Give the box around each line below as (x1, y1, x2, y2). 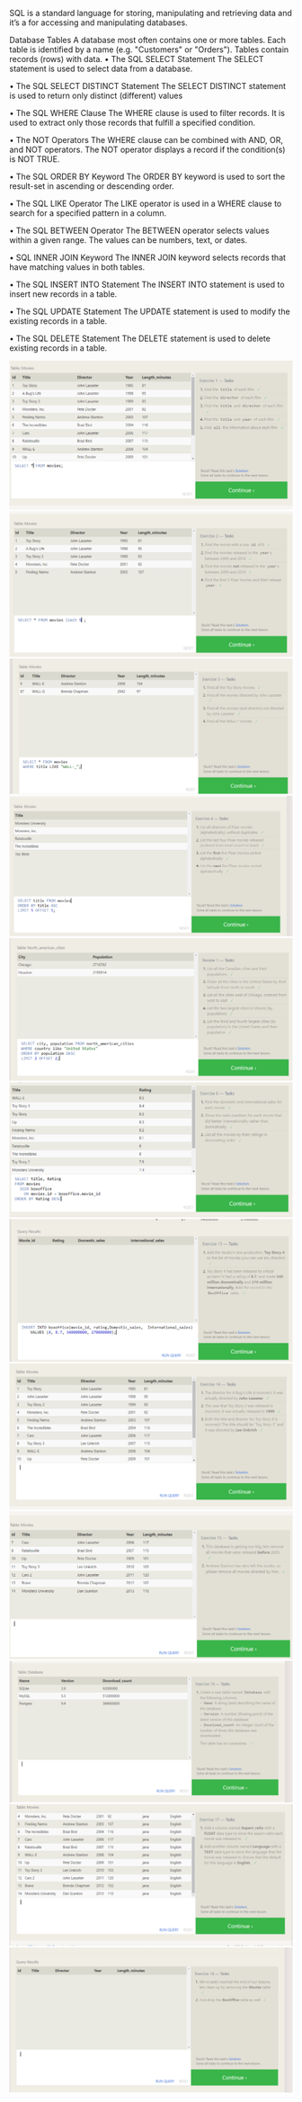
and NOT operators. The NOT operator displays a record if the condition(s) (9, 144, 286, 155)
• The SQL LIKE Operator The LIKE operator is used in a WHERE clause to (9, 198, 282, 209)
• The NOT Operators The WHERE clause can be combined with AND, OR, (9, 135, 283, 145)
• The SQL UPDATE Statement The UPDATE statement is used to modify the (9, 306, 290, 317)
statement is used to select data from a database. (9, 63, 193, 74)
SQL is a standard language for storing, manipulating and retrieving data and (9, 8, 292, 18)
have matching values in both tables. (9, 262, 146, 273)
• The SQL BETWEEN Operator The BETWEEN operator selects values (9, 225, 270, 236)
